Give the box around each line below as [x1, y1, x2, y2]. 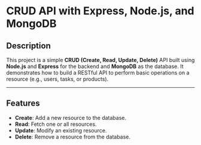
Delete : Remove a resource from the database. [14, 133, 130, 140]
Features [6, 98, 40, 109]
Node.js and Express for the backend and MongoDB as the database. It [6, 63, 184, 70]
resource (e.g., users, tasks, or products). [6, 76, 109, 82]
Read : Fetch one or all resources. [14, 121, 97, 128]
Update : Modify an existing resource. [14, 127, 107, 134]
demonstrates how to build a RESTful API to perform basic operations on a [6, 69, 190, 76]
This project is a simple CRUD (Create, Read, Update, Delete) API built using [6, 57, 195, 63]
